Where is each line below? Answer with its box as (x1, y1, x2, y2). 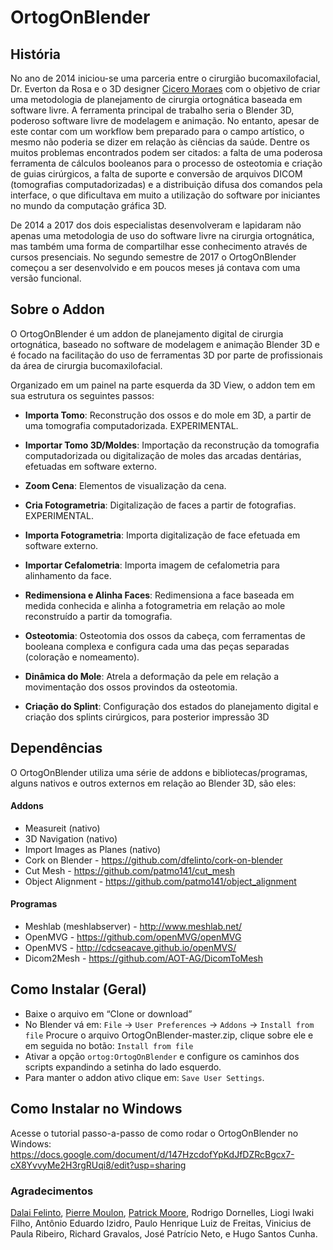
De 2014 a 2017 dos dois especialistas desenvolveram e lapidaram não (10, 219, 302, 231)
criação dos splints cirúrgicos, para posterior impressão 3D (24, 711, 270, 723)
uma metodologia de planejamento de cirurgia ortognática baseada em (10, 94, 303, 105)
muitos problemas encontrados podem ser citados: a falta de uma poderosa (10, 147, 323, 158)
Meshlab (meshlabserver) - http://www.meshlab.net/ (24, 921, 243, 933)
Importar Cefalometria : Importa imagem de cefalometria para (24, 559, 280, 571)
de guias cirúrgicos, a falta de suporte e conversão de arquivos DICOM (10, 168, 303, 180)
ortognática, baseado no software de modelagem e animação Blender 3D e (10, 338, 320, 350)
